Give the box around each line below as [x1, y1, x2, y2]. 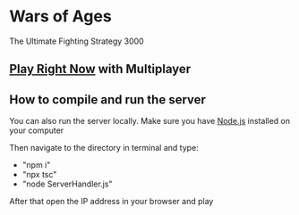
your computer [9, 125, 64, 136]
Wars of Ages [9, 6, 112, 27]
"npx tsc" [21, 170, 57, 180]
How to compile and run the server [9, 92, 206, 107]
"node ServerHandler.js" [21, 178, 113, 189]
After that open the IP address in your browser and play [9, 196, 214, 207]
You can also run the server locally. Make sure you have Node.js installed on [9, 116, 291, 127]
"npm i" [21, 160, 51, 170]
